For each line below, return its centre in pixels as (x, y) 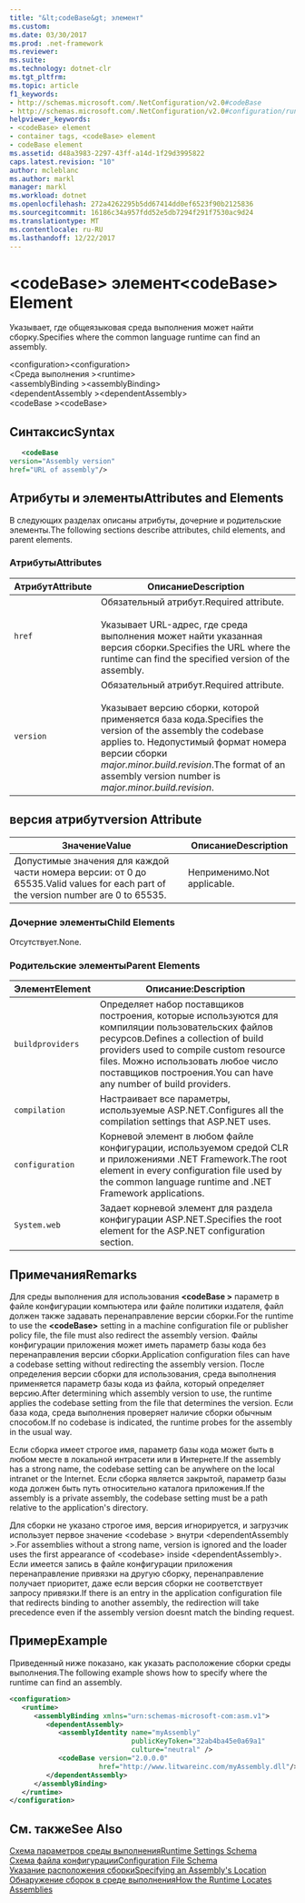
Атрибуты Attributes (56, 563)
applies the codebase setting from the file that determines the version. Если (151, 1403)
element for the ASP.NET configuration (182, 1231)
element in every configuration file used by (191, 1171)
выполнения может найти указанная (182, 636)
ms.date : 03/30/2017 (49, 35)
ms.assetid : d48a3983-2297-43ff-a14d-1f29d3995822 (107, 153)
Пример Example (59, 1641)
